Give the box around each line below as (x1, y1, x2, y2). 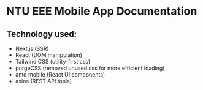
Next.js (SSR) (15, 45, 49, 52)
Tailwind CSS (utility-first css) (15, 58, 91, 65)
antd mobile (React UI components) (15, 71, 105, 78)
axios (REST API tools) (15, 78, 72, 84)
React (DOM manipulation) (15, 51, 83, 59)
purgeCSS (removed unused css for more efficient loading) (15, 64, 165, 72)
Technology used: (6, 29, 77, 39)
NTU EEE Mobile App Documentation (6, 4, 197, 18)
